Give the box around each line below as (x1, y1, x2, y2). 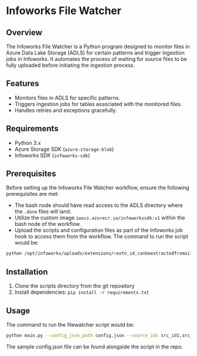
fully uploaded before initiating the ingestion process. (6, 62, 135, 69)
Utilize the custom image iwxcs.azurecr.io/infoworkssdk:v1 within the (14, 214, 185, 221)
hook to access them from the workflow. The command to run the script (14, 233, 189, 240)
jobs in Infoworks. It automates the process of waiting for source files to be (6, 56, 188, 62)
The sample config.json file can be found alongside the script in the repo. (6, 343, 184, 350)
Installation (6, 267, 48, 277)
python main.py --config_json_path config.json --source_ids (6, 333, 159, 338)
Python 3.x (14, 139, 41, 146)
